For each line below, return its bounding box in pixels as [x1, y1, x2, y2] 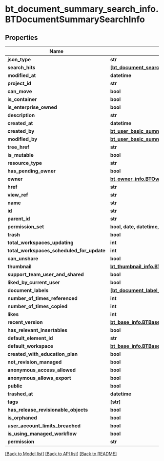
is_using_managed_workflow [7, 430, 77, 437]
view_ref [7, 192, 28, 198]
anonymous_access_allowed [7, 366, 76, 373]
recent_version [7, 319, 43, 325]
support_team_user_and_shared [7, 271, 84, 278]
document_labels [7, 287, 49, 293]
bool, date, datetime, [110, 223, 159, 230]
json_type [7, 56, 31, 63]
